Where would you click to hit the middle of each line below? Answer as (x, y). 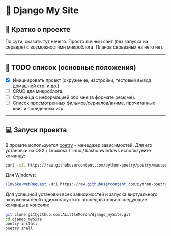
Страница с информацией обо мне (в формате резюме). (74, 97)
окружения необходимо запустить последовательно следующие (76, 199)
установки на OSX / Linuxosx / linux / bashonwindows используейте (78, 150)
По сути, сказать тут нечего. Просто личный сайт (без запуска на (77, 41)
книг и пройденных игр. (38, 109)
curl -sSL (16, 165)
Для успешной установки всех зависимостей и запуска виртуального (81, 194)
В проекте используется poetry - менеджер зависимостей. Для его (79, 145)
